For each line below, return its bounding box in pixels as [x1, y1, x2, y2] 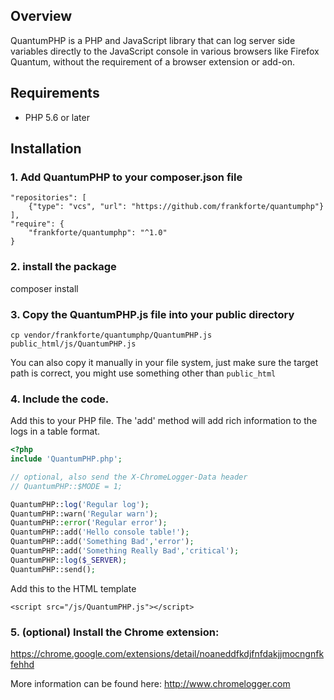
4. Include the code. [10, 392, 110, 406]
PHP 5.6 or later [24, 111, 90, 123]
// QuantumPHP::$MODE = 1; [10, 481, 123, 491]
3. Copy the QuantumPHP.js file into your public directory [10, 307, 295, 321]
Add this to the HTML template [10, 582, 137, 594]
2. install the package [10, 260, 117, 274]
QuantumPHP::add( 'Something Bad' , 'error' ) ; [10, 537, 195, 547]
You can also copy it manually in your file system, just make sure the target [10, 356, 319, 368]
